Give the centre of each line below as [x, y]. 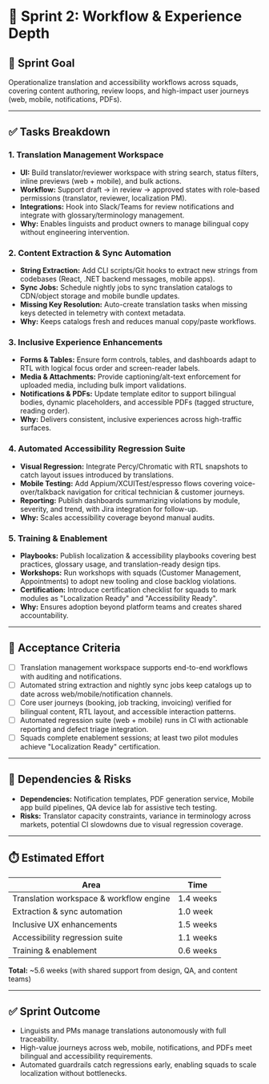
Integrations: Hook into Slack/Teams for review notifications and [127, 206]
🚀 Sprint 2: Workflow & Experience [125, 16]
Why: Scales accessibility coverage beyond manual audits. [117, 518]
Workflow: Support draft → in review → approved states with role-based [140, 189]
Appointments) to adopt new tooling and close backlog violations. [128, 581]
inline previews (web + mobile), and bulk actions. [100, 181]
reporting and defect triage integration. [84, 729]
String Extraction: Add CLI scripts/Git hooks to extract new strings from [139, 270]
